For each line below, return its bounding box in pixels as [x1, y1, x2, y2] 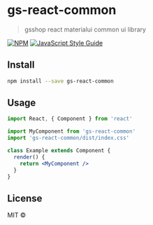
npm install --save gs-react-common [7, 78, 114, 85]
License [7, 192, 43, 204]
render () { [13, 153, 45, 161]
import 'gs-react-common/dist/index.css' [7, 135, 130, 142]
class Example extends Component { [7, 147, 111, 154]
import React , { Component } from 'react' [7, 115, 133, 122]
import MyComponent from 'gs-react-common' [7, 128, 136, 135]
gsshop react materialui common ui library [24, 25, 147, 34]
